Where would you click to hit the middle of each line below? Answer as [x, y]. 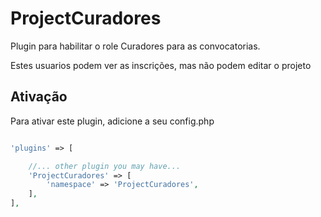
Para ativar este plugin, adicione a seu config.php [112, 121]
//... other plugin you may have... [105, 166]
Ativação [39, 97]
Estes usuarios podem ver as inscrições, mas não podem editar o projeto [161, 65]
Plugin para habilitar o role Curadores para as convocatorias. [135, 46]
